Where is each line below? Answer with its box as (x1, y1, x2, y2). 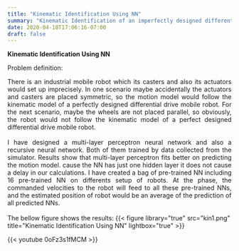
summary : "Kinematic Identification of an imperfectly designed (7, 17, 202, 24)
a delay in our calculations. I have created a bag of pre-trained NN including (7, 168, 232, 177)
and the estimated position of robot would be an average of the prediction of (7, 191, 232, 200)
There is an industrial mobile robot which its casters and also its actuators (7, 78, 232, 86)
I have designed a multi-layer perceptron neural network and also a (7, 138, 232, 147)
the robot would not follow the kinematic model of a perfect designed (7, 116, 232, 124)
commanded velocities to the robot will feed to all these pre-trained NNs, (7, 183, 232, 193)
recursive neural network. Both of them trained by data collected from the (7, 145, 232, 154)
